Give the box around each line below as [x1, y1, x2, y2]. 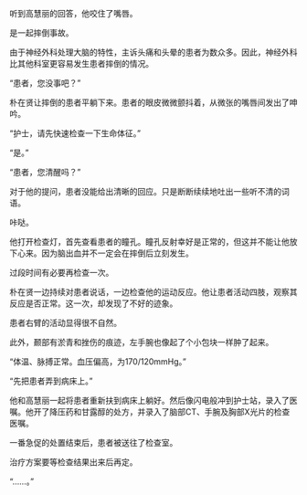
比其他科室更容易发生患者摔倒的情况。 [9, 58, 153, 68]
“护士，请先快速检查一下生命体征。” [9, 128, 142, 139]
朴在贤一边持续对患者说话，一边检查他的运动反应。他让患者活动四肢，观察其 [9, 287, 298, 297]
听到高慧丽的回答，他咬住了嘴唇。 [9, 8, 138, 18]
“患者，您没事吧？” [9, 78, 81, 89]
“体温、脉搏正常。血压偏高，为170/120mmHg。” [9, 356, 187, 367]
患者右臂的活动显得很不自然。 [9, 318, 122, 328]
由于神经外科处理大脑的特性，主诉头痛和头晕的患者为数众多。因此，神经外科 [9, 47, 298, 58]
